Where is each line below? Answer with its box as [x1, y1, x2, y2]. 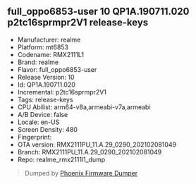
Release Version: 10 [17, 73, 75, 81]
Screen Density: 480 [17, 125, 78, 133]
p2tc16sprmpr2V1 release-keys [7, 17, 149, 29]
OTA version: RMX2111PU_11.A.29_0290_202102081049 [17, 140, 177, 149]
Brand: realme [17, 58, 59, 66]
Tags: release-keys [17, 95, 73, 104]
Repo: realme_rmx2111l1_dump [17, 155, 106, 164]
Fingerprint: [17, 133, 52, 141]
